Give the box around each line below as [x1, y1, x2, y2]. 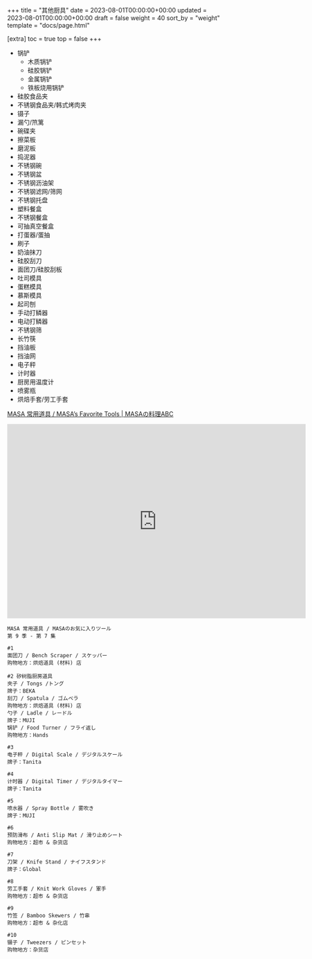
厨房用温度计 [17, 378, 54, 386]
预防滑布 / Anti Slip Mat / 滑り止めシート [7, 832, 123, 839]
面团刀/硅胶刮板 [17, 265, 62, 274]
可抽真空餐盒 [17, 222, 54, 230]
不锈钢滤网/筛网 [17, 188, 62, 195]
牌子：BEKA [7, 688, 36, 694]
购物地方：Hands [7, 732, 49, 739]
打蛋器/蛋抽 [17, 231, 51, 239]
